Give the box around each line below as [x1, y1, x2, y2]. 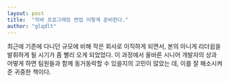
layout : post [7, 10, 45, 17]
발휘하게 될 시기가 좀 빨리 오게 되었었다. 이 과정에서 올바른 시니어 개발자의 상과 [7, 51, 217, 59]
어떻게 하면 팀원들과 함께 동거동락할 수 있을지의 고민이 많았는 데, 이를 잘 [7, 59, 199, 68]
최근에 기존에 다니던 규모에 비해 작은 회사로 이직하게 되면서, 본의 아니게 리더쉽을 [7, 42, 221, 51]
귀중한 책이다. [14, 68, 51, 76]
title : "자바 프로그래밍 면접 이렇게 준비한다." [7, 16, 129, 23]
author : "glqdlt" [7, 23, 57, 29]
